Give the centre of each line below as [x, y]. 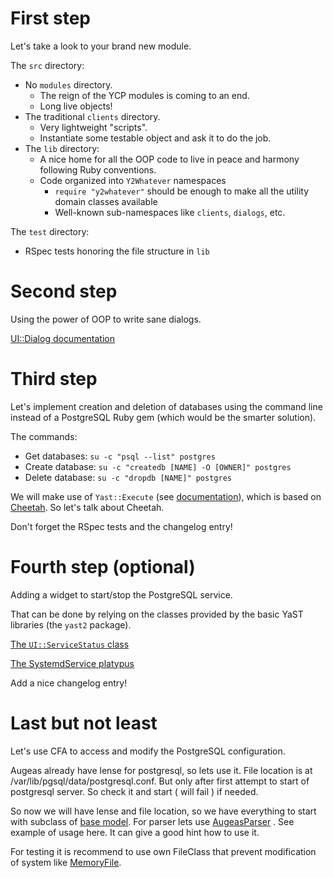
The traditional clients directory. [92, 116]
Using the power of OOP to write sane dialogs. [106, 319]
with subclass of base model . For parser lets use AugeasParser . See [152, 821]
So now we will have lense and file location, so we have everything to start [163, 811]
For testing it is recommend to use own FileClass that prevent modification [163, 851]
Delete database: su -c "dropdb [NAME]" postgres [128, 477]
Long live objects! [76, 106]
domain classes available [106, 201]
